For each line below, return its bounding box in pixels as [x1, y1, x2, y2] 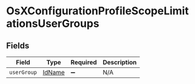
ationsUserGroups [6, 17, 100, 30]
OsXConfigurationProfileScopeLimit [6, 4, 189, 18]
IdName [42, 69, 65, 76]
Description [102, 58, 137, 66]
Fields [6, 41, 30, 51]
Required [71, 58, 97, 66]
